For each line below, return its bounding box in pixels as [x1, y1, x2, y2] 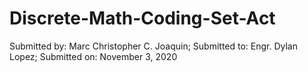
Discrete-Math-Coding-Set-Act [9, 7, 276, 30]
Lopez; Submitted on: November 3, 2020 [9, 50, 178, 62]
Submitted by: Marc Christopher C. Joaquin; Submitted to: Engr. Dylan [9, 40, 299, 52]
